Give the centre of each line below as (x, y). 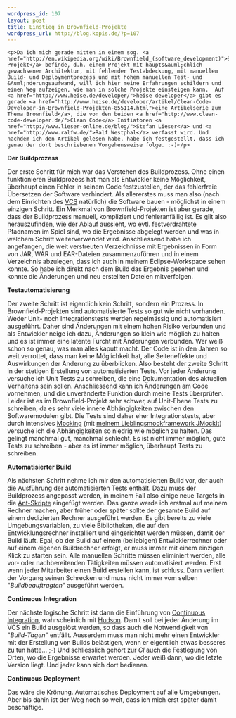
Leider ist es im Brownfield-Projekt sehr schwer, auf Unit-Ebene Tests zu (112, 401)
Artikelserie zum (196, 108)
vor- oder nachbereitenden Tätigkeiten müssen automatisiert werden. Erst (114, 563)
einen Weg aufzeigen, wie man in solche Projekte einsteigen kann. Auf (116, 90)
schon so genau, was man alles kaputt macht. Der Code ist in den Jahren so (117, 348)
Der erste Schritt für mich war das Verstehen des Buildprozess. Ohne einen (116, 172)
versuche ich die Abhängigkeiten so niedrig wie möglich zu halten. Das (110, 431)
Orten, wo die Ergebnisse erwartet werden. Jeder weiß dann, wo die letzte (115, 657)
